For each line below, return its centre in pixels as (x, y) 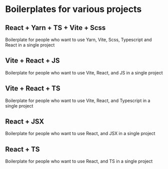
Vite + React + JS (32, 61)
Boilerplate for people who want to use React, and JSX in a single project (80, 133)
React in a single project (30, 45)
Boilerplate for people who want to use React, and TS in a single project (79, 161)
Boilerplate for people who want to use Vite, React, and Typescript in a (78, 100)
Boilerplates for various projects (73, 9)
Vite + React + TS (33, 88)
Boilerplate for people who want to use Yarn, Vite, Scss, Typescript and (78, 39)
